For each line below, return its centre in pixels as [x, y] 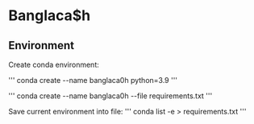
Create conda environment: [54, 64]
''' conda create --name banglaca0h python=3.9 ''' [93, 80]
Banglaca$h [50, 16]
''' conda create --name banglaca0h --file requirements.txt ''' [110, 96]
